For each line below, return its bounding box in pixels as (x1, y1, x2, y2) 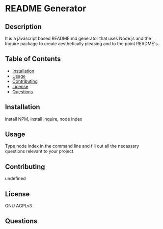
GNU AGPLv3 (5, 203, 32, 209)
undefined (5, 176, 26, 181)
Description (5, 23, 42, 31)
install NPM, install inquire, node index (5, 116, 82, 122)
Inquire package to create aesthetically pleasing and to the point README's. (5, 41, 159, 47)
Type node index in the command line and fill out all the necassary (5, 143, 139, 149)
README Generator (5, 3, 86, 14)
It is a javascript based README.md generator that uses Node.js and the (5, 35, 151, 41)
